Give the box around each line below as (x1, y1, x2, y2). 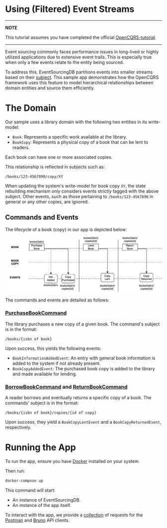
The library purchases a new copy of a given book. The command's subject (5, 321, 160, 327)
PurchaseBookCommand (5, 309, 67, 316)
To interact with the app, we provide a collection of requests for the (5, 512, 143, 518)
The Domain (5, 102, 56, 114)
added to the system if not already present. (12, 360, 101, 366)
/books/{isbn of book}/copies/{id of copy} (5, 410, 97, 415)
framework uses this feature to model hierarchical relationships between (5, 79, 154, 85)
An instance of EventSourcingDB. (12, 497, 81, 503)
